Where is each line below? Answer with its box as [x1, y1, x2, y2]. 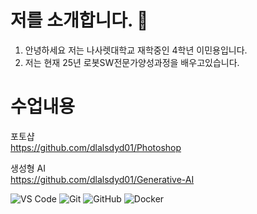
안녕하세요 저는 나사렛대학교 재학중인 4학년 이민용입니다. [24, 44, 248, 56]
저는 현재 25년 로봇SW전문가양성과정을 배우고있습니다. [24, 56, 240, 68]
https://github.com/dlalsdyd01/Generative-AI [10, 173, 195, 185]
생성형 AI [10, 162, 46, 174]
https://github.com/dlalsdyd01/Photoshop [10, 141, 182, 153]
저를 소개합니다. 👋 [10, 9, 149, 32]
